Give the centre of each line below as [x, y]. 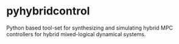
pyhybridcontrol [48, 11]
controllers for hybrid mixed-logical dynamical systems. [76, 34]
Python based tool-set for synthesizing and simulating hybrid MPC [90, 28]
